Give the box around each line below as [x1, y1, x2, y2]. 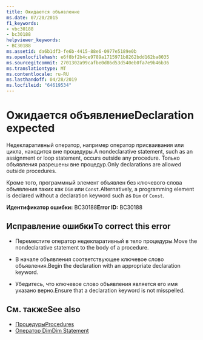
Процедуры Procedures [15, 320, 75, 328]
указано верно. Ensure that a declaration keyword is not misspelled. [15, 287, 185, 294]
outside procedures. [6, 167, 57, 174]
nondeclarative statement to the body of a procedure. [15, 243, 149, 251]
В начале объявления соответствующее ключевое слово [15, 256, 164, 263]
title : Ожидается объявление [6, 8, 80, 15]
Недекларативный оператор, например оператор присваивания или [6, 141, 184, 149]
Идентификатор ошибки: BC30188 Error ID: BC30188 [6, 203, 143, 211]
